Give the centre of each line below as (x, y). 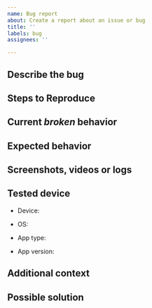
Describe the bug (46, 74)
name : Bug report (33, 14)
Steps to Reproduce (51, 98)
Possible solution (46, 297)
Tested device (39, 194)
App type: (32, 237)
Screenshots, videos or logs (70, 170)
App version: (36, 251)
